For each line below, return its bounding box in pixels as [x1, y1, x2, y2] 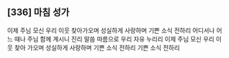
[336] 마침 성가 [7, 6, 70, 19]
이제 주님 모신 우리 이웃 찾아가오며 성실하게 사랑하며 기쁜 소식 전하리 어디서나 [7, 26, 215, 35]
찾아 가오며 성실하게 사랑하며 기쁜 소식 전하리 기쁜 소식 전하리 [14, 43, 181, 52]
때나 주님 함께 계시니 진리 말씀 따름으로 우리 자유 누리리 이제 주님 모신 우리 [14, 35, 215, 43]
